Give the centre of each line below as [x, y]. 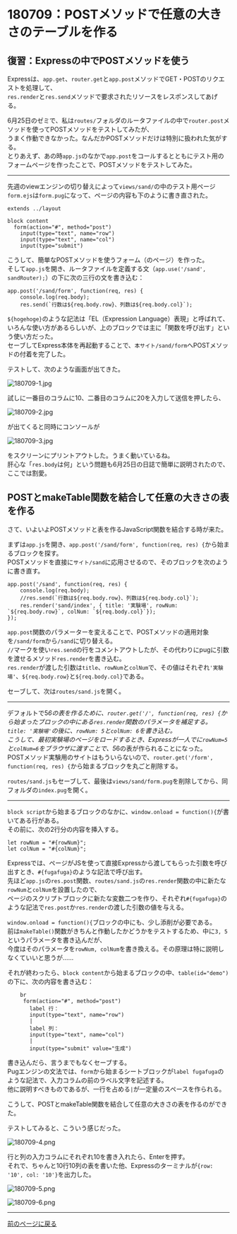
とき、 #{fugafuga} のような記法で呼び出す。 [83, 872]
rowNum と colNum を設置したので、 [54, 889]
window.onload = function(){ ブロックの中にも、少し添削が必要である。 [112, 922]
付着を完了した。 [44, 354]
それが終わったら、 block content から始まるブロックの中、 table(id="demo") [118, 972]
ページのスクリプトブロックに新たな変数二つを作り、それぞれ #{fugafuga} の [117, 898]
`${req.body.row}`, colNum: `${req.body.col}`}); [82, 612]
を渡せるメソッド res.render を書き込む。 [66, 658]
